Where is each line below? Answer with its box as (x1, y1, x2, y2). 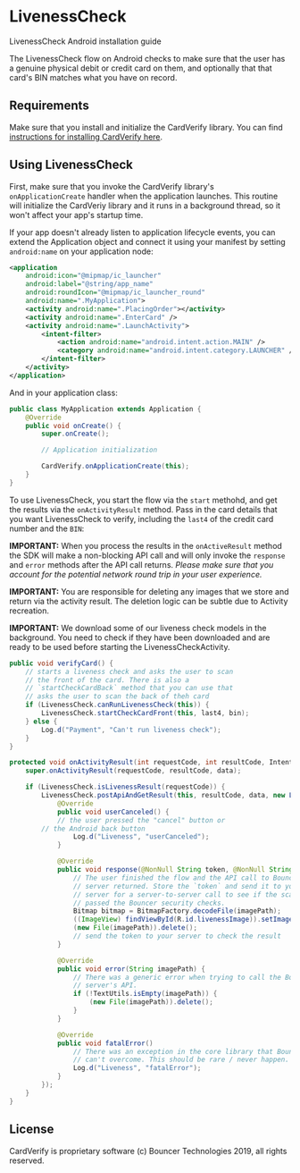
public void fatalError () (56, 1039, 154, 1048)
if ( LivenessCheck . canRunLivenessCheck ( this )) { (25, 700, 210, 710)
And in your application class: (9, 387, 118, 398)
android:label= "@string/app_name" (25, 280, 154, 289)
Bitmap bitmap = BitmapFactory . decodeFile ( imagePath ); (72, 907, 281, 916)
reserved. (9, 1155, 45, 1166)
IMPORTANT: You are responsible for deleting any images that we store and (9, 586, 289, 596)
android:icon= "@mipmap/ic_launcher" (25, 271, 162, 281)
